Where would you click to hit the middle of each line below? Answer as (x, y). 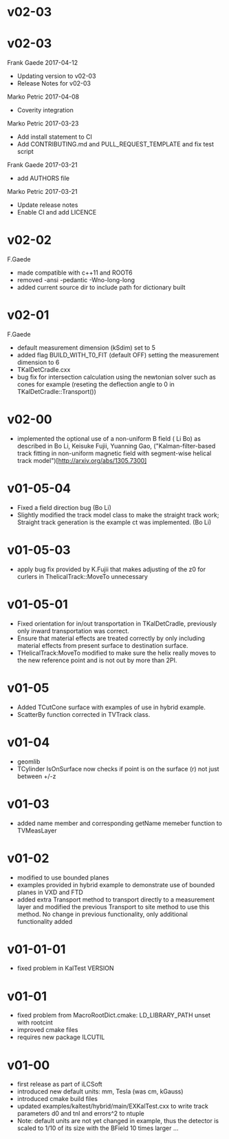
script (25, 152)
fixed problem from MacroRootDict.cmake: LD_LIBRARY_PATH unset (114, 1016)
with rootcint (35, 1022)
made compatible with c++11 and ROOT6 (75, 273)
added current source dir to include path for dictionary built (101, 288)
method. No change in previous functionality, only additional (102, 914)
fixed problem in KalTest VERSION (66, 968)
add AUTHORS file (43, 178)
